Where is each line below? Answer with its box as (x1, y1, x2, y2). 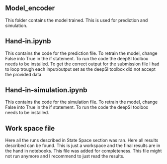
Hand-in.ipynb (5, 37, 51, 45)
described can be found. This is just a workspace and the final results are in (5, 143, 161, 149)
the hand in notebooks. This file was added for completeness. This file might (5, 148, 162, 154)
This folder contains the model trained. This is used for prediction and (5, 17, 148, 23)
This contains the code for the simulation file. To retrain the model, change (5, 99, 158, 105)
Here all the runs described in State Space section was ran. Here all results (5, 137, 159, 144)
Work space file (5, 124, 55, 133)
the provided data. (5, 71, 43, 77)
